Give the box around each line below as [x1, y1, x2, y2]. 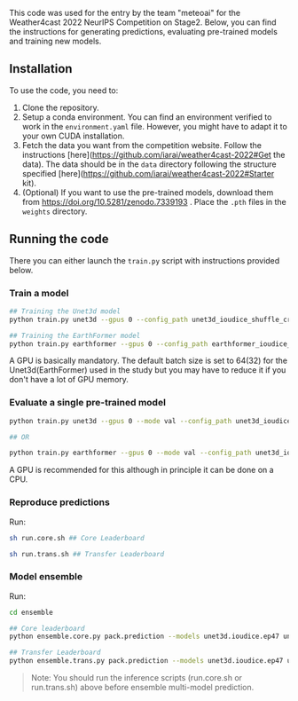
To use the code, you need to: [9, 84, 119, 96]
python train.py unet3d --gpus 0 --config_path [9, 315, 189, 324]
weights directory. [21, 206, 88, 217]
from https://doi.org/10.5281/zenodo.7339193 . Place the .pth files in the [21, 196, 286, 207]
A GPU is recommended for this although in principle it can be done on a [9, 465, 274, 476]
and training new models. [9, 35, 102, 46]
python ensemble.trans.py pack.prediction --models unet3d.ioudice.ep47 [9, 657, 284, 666]
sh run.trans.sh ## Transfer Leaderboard [9, 549, 165, 558]
